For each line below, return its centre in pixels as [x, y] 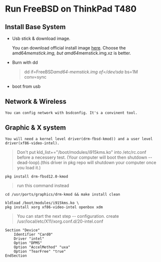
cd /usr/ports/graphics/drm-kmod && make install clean [63, 194]
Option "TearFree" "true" [40, 251]
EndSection [16, 256]
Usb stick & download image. [41, 38]
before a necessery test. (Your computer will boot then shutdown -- [85, 157]
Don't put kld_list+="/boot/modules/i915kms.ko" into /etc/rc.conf [81, 152]
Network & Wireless [36, 102]
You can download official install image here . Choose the [69, 48]
